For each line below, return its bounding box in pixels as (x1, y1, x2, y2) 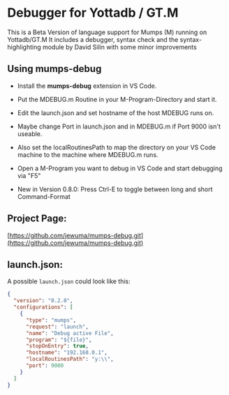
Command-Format (17, 192, 71, 200)
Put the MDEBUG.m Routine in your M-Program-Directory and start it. (17, 95, 218, 103)
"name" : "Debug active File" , (25, 329, 114, 336)
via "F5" (17, 171, 41, 179)
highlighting (7, 43, 42, 51)
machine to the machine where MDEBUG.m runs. (17, 150, 158, 158)
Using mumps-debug (7, 63, 102, 75)
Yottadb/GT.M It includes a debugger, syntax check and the (7, 35, 179, 43)
